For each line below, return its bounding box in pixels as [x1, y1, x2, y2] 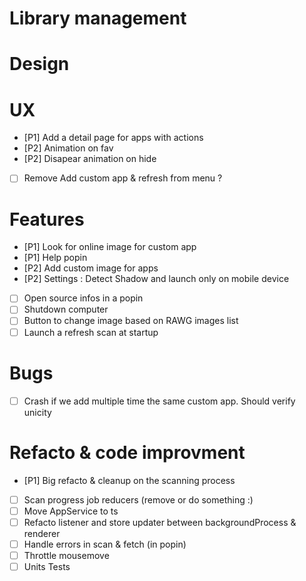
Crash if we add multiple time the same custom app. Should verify [23, 395, 296, 407]
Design [9, 53, 70, 76]
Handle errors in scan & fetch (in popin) [23, 538, 187, 550]
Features [9, 208, 85, 231]
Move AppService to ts [23, 505, 119, 517]
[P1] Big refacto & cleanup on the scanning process [23, 474, 236, 486]
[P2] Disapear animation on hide [23, 153, 157, 165]
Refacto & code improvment [9, 441, 246, 464]
